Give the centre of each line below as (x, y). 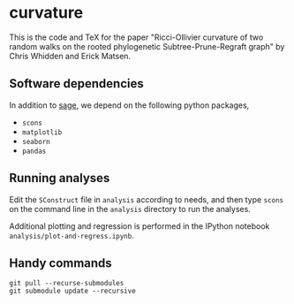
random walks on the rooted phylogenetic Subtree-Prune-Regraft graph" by (147, 46)
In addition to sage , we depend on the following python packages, (129, 105)
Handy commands (60, 263)
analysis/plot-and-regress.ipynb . (72, 235)
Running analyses (60, 178)
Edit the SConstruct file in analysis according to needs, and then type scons (147, 199)
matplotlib (42, 132)
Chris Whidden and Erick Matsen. (70, 56)
